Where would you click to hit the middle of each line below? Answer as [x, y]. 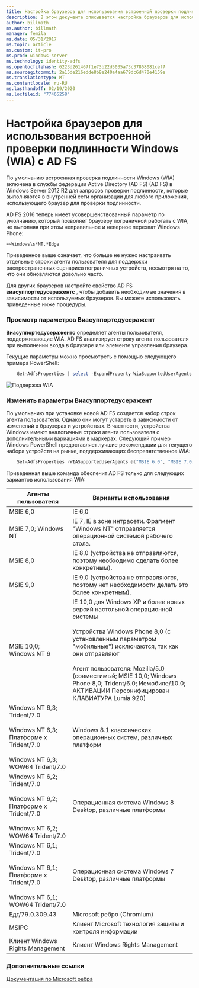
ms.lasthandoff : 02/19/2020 [41, 89]
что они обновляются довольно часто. [55, 274]
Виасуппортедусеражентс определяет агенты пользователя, [85, 332]
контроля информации [105, 932]
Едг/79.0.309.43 [33, 915]
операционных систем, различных [123, 737]
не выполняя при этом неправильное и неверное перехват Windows [93, 227]
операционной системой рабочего [123, 536]
